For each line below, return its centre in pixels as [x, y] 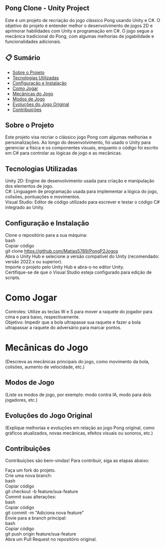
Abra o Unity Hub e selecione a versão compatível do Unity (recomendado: [82, 256]
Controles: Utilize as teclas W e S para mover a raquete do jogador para [79, 311]
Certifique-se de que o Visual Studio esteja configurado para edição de [79, 272]
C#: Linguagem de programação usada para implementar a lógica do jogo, [82, 191]
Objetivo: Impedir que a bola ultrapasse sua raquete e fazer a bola [73, 322]
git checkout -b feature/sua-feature [42, 492]
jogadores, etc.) [21, 400]
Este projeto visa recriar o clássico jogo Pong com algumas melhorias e [79, 137]
